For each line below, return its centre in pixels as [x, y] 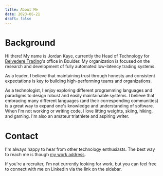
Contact [22, 136]
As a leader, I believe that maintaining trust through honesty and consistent [80, 76]
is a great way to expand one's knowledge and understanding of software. [80, 106]
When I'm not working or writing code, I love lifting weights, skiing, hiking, [79, 111]
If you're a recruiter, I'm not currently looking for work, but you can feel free [81, 164]
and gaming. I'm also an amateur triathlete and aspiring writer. [67, 116]
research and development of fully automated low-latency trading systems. [80, 67]
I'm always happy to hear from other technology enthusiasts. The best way [80, 149]
